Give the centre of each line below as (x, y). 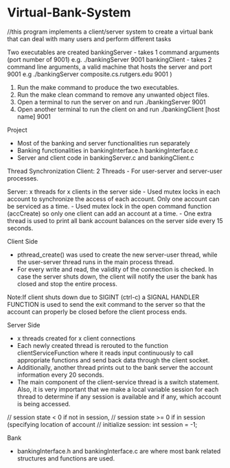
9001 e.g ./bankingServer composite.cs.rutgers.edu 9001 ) (90, 74)
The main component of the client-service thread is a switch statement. (118, 382)
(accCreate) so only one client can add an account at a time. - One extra (110, 213)
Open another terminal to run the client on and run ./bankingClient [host (118, 109)
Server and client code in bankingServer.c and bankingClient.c (105, 157)
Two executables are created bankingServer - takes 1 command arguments (113, 52)
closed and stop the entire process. (67, 283)
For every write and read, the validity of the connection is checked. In (115, 269)
